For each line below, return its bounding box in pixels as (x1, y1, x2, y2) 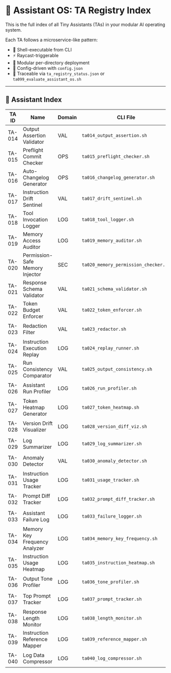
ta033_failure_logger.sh (81, 513, 142, 519)
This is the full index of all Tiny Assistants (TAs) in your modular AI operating (5, 21, 165, 28)
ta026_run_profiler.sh (81, 385, 137, 391)
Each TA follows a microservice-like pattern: (5, 37, 98, 43)
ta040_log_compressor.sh (81, 655, 142, 661)
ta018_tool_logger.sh (81, 217, 134, 222)
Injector (22, 271, 41, 278)
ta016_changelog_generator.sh (81, 174, 155, 180)
